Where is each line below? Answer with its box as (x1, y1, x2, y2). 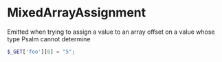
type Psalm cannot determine (7, 34, 91, 43)
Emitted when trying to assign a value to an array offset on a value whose (7, 28, 215, 36)
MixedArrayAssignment (7, 5, 146, 21)
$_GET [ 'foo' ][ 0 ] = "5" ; (7, 48, 76, 55)
